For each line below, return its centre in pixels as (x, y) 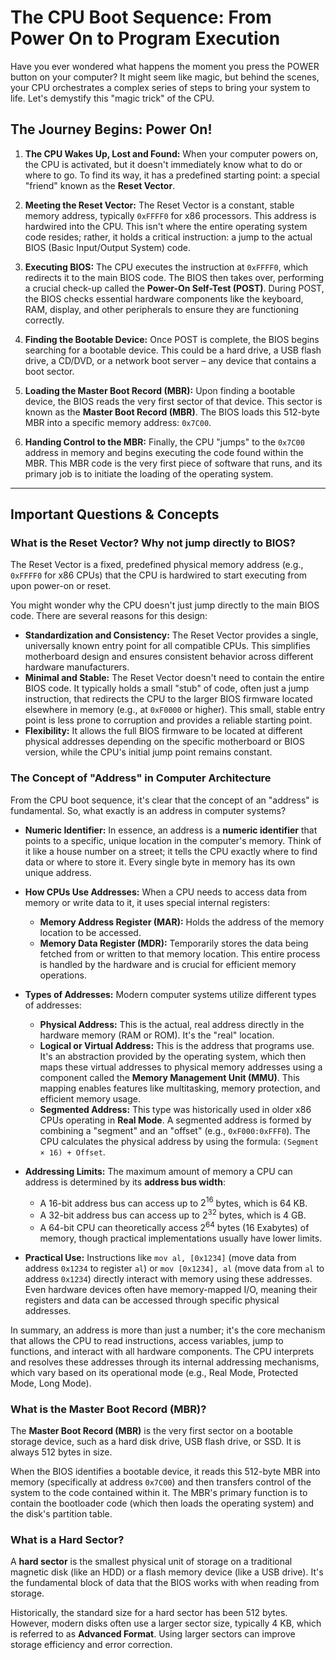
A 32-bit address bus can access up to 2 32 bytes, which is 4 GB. (173, 1214)
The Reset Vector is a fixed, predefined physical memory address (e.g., (157, 565)
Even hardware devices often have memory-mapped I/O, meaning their (171, 1289)
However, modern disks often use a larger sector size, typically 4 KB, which (166, 1623)
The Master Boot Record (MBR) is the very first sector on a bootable (151, 1430)
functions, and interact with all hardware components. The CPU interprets (162, 1351)
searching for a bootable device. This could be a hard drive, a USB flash (173, 350)
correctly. (44, 320)
